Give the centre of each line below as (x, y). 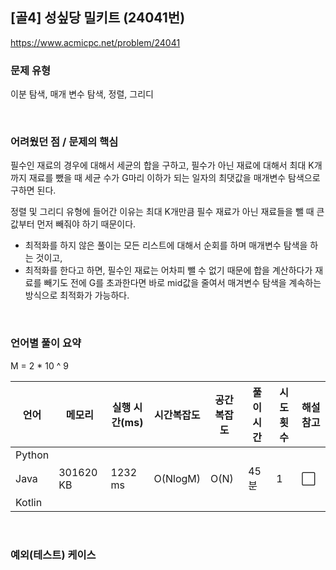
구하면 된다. (33, 190)
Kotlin (29, 502)
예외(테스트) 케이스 (53, 555)
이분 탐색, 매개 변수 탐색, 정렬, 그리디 (82, 94)
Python (32, 455)
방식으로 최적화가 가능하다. (77, 295)
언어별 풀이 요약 (46, 343)
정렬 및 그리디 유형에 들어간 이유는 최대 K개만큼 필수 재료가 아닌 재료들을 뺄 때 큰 (167, 212)
